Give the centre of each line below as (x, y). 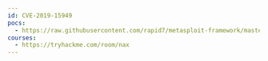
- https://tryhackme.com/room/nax (72, 45)
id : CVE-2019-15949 (40, 15)
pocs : (16, 23)
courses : (22, 38)
